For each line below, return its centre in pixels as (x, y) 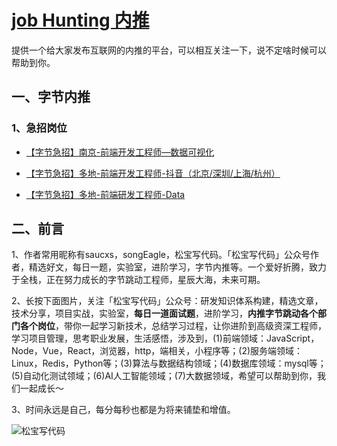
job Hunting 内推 (80, 20)
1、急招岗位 (39, 128)
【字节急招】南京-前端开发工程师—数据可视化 (120, 152)
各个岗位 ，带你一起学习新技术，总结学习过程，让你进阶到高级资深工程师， (173, 326)
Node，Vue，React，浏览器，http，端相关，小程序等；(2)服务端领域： (157, 351)
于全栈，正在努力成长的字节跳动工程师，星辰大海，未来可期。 (138, 280)
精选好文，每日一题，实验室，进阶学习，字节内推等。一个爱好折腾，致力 (177, 267)
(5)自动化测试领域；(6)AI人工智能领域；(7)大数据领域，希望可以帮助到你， (164, 376)
